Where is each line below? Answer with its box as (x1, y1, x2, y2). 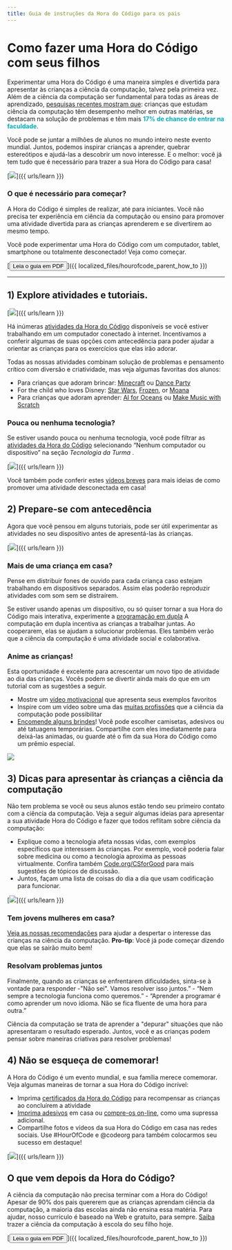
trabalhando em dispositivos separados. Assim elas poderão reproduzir (7, 584, 211, 593)
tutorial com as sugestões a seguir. (7, 682, 107, 691)
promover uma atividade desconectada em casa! (7, 483, 146, 492)
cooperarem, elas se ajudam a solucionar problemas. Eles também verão (7, 627, 214, 635)
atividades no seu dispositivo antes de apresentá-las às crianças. (7, 529, 193, 537)
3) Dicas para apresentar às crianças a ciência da (7, 772, 224, 784)
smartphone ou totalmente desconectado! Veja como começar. (7, 248, 186, 256)
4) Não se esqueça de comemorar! (7, 1054, 159, 1066)
